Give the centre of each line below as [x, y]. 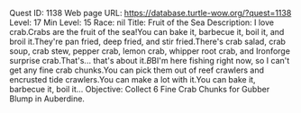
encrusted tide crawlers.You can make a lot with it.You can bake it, [132, 79]
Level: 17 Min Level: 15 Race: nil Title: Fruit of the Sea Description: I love [142, 22]
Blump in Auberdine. [47, 99]
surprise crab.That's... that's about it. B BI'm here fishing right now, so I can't [150, 61]
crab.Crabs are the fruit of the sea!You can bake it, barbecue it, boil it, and [147, 32]
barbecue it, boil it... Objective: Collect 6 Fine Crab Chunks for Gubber [140, 89]
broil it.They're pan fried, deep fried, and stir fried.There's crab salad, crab [148, 41]
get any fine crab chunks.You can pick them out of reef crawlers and [137, 70]
